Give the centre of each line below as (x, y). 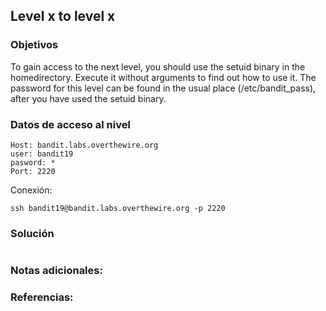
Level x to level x (63, 16)
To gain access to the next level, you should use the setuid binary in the (158, 66)
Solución (32, 233)
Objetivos (34, 45)
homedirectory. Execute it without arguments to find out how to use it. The (163, 77)
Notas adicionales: (56, 271)
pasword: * (33, 162)
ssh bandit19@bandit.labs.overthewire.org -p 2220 (118, 208)
